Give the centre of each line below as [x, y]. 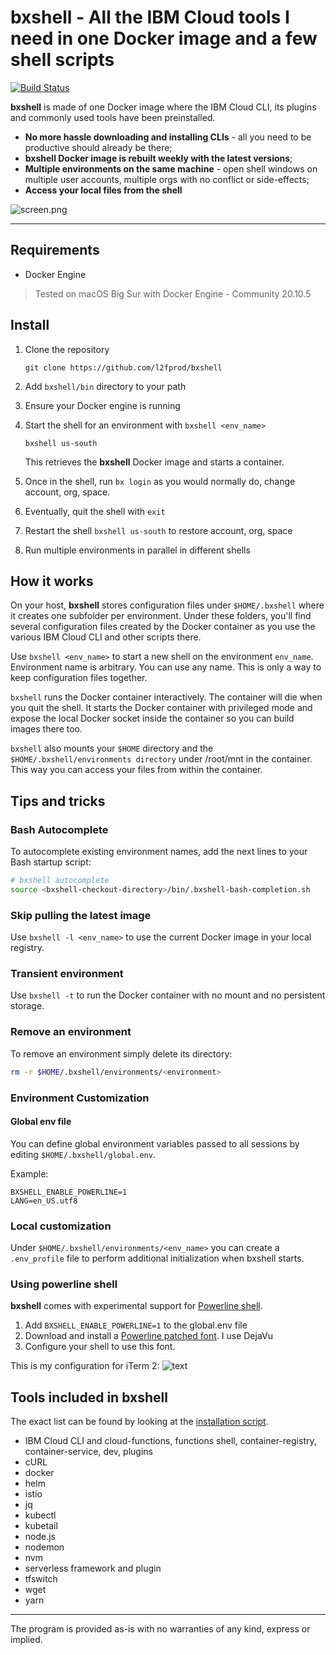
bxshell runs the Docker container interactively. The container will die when [166, 697]
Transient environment [67, 974]
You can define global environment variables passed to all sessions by [155, 1143]
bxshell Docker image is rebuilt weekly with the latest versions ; [158, 158]
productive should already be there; [98, 147]
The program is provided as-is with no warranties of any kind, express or [160, 1629]
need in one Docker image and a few [164, 38]
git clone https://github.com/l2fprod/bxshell [123, 367]
